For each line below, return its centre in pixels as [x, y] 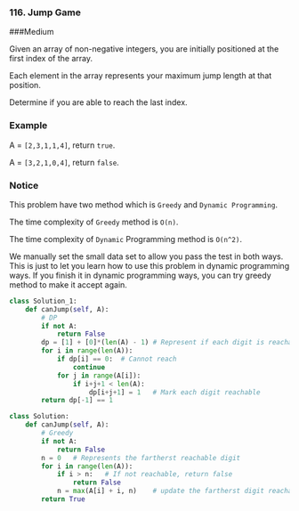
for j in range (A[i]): [99, 376]
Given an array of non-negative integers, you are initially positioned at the [144, 49]
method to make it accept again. [68, 284]
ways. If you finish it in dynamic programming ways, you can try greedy [140, 275]
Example [28, 126]
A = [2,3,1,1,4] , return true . [62, 145]
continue [89, 367]
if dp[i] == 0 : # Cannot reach [117, 359]
